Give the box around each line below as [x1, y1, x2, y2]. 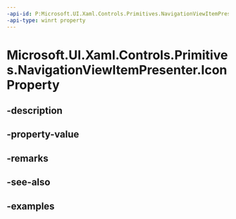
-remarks [6, 152, 49, 164]
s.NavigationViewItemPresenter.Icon [6, 62, 228, 78]
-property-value [6, 128, 80, 140]
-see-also [6, 176, 51, 188]
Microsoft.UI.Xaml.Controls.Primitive [6, 47, 228, 63]
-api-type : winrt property [6, 17, 86, 24]
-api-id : [6, 10, 32, 18]
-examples [6, 200, 55, 212]
